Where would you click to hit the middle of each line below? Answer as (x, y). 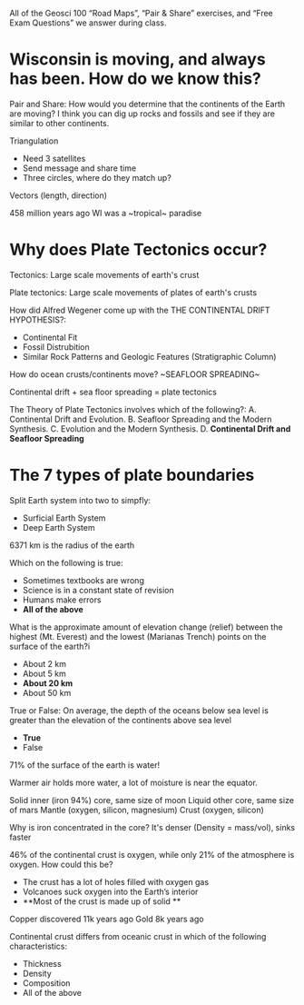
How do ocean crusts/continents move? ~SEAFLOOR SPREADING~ (135, 374)
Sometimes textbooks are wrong (83, 580)
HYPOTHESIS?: (38, 319)
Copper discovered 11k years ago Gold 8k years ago (107, 919)
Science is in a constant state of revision (98, 590)
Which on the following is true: (67, 562)
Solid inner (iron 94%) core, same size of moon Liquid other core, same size (152, 800)
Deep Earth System (59, 527)
